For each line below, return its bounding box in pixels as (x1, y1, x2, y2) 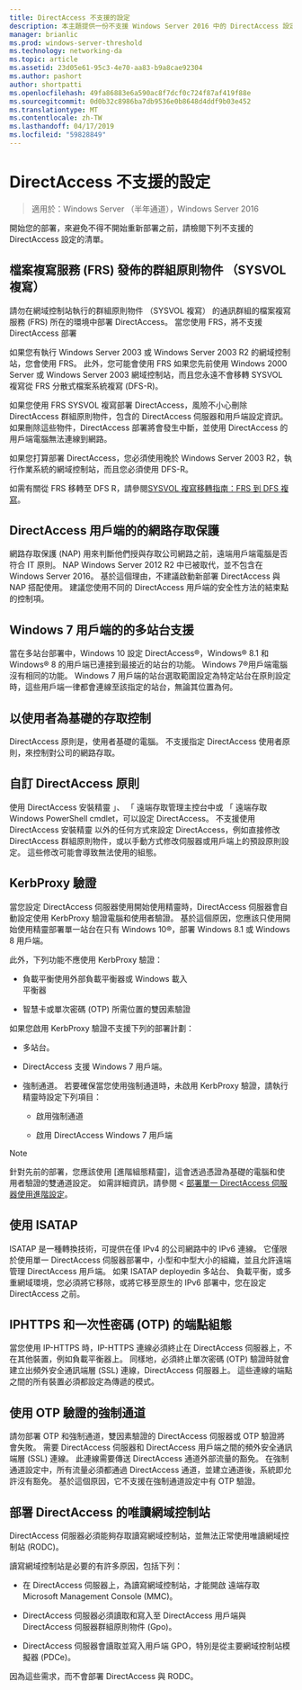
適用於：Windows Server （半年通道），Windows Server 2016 (31, 203, 259, 214)
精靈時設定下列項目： (22, 1091, 102, 1102)
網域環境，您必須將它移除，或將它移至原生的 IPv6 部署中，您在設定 (16, 1277, 267, 1288)
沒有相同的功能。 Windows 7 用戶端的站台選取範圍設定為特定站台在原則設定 (9, 670, 291, 681)
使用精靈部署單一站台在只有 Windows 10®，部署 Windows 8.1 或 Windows (16, 923, 290, 934)
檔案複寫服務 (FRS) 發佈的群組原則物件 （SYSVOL (9, 263, 287, 278)
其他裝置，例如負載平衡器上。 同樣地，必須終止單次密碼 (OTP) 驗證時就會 (16, 1353, 290, 1364)
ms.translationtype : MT (9, 105, 99, 114)
